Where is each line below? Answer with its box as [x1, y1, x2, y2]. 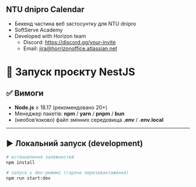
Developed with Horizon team [14, 32, 86, 40]
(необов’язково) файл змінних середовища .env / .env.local [14, 116, 164, 123]
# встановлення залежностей [6, 154, 75, 160]
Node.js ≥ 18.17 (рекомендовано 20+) [14, 104, 108, 111]
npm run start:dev [6, 175, 51, 181]
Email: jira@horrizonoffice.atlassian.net [23, 45, 118, 52]
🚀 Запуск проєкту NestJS [6, 65, 135, 78]
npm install [6, 160, 35, 165]
